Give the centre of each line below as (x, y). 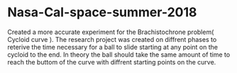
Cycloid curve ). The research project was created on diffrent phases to (112, 39)
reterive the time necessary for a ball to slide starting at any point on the (113, 47)
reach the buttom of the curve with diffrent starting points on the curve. (112, 62)
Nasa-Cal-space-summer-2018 (102, 12)
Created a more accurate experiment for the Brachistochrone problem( (111, 32)
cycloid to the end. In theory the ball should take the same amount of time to (119, 55)
